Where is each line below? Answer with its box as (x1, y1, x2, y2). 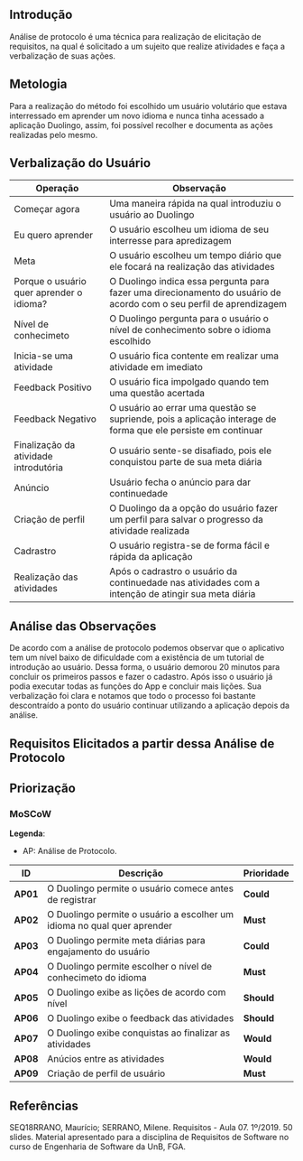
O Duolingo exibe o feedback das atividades (47, 1012, 234, 1025)
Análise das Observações (9, 618, 157, 634)
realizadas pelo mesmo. (9, 129, 98, 140)
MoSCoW (9, 807, 52, 820)
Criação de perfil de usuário (47, 1067, 166, 1080)
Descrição (118, 867, 164, 879)
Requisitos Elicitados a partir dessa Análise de (9, 736, 275, 751)
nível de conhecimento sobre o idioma (109, 324, 271, 337)
